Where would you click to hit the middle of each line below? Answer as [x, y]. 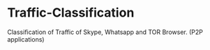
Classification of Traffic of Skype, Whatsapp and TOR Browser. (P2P [105, 32]
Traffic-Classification [71, 13]
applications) [26, 39]
